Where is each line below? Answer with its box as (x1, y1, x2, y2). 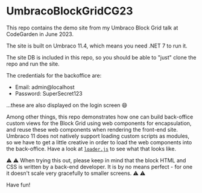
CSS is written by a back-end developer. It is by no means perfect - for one (6, 163, 193, 170)
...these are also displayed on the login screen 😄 (6, 101, 128, 109)
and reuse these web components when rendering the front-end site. (6, 126, 178, 133)
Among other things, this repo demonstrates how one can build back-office (6, 113, 194, 120)
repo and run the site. (6, 60, 60, 67)
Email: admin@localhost (14, 83, 75, 91)
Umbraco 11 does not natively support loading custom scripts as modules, (6, 132, 190, 139)
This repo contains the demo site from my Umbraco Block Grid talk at (6, 24, 178, 31)
